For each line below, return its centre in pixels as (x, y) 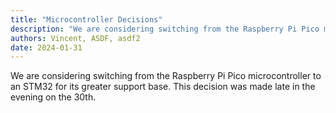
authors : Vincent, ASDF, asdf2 (75, 38)
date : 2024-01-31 (46, 47)
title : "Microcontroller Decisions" (86, 19)
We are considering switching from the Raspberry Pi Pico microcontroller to (166, 76)
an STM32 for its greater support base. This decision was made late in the (163, 87)
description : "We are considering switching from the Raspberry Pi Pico (165, 29)
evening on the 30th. (53, 97)
